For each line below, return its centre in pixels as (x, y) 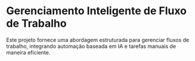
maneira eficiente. (28, 52)
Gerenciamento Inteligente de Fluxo (96, 11)
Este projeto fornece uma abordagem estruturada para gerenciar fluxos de (98, 40)
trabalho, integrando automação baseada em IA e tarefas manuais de (91, 46)
